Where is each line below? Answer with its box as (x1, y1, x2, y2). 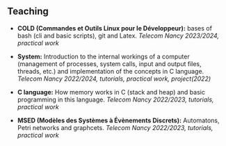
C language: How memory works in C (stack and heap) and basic (17, 88, 205, 96)
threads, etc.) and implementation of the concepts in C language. (17, 67, 204, 75)
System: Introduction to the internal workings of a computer (17, 52, 190, 60)
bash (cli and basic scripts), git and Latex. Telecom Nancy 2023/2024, (17, 31, 219, 40)
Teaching (7, 6, 49, 17)
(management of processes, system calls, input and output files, (17, 59, 202, 68)
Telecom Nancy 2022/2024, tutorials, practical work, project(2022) (17, 74, 211, 83)
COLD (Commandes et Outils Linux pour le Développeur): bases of (17, 24, 212, 32)
